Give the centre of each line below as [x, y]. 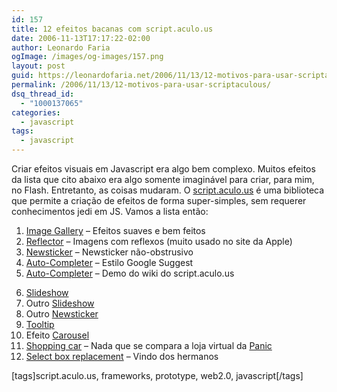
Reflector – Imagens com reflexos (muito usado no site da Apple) [159, 241]
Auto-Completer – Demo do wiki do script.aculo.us [130, 273]
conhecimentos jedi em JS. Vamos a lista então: [110, 211]
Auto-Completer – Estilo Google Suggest [109, 262]
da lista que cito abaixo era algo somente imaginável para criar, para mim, [163, 179]
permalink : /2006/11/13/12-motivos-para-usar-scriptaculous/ [141, 85]
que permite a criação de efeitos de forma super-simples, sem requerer [159, 200]
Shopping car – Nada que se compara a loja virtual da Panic [149, 345]
